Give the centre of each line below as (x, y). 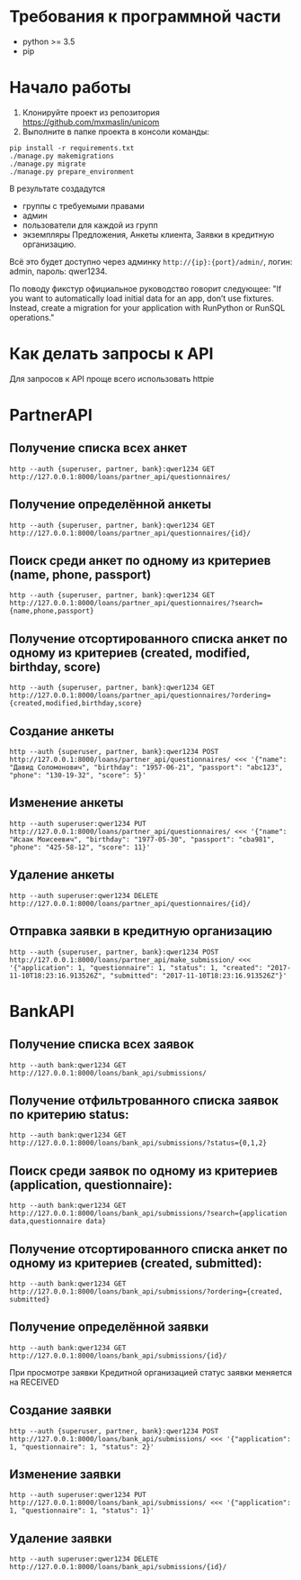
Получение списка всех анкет (98, 448)
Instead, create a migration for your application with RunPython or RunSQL (147, 307)
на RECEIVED (35, 1382)
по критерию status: (69, 1114)
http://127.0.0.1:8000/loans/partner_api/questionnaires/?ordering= (140, 695)
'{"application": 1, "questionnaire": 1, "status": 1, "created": (136, 967)
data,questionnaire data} (58, 1221)
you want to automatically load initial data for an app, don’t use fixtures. (142, 298)
